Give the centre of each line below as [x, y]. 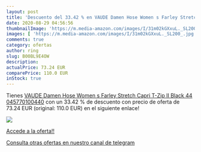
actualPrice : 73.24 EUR [36, 67]
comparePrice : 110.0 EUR [37, 73]
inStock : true [24, 78]
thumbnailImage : [26, 28]
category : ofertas [29, 45]
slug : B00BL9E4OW [28, 56]
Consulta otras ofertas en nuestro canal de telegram [71, 143]
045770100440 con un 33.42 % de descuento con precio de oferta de [93, 102]
